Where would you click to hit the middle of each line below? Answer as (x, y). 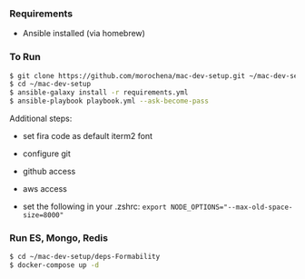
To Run (25, 57)
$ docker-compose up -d (54, 265)
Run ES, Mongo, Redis (59, 238)
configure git (46, 154)
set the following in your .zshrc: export (95, 206)
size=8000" (43, 215)
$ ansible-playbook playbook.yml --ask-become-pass (109, 101)
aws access (45, 189)
